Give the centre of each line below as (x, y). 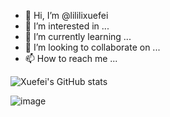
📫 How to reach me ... (71, 58)
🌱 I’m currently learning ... (78, 36)
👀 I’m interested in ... (67, 26)
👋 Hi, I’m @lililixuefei (66, 15)
